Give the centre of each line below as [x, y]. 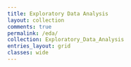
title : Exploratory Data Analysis [58, 14]
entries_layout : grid [39, 46]
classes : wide [28, 53]
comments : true [30, 27]
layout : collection [36, 20]
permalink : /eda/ [33, 33]
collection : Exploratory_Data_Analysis [66, 40]
